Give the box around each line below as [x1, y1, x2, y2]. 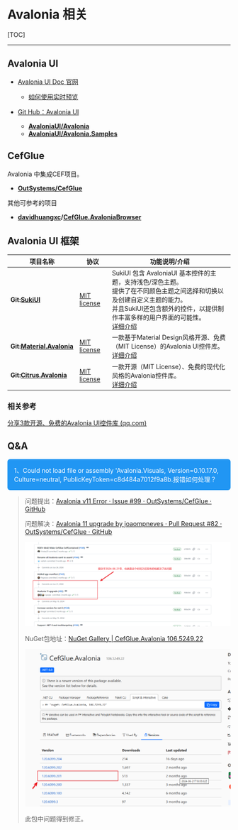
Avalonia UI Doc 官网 [17, 77, 79, 86]
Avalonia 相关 [7, 6, 88, 23]
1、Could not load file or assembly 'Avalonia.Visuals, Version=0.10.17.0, [13, 466, 220, 475]
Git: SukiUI [10, 295, 41, 304]
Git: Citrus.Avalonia [10, 371, 67, 380]
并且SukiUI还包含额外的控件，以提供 [112, 305, 218, 313]
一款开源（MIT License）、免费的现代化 [112, 362, 225, 371]
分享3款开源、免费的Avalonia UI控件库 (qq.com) [7, 419, 147, 427]
